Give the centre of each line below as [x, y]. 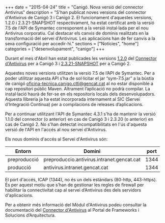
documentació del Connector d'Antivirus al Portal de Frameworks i [72, 210]
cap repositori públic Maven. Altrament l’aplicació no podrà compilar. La [78, 89]
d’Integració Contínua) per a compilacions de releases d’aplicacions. [74, 104]
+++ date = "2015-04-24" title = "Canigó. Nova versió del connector [74, 7]
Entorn [23, 151]
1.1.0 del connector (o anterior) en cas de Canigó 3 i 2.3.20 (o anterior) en [79, 119]
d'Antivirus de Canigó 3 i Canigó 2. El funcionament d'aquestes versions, [79, 17]
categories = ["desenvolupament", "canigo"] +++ [55, 49]
